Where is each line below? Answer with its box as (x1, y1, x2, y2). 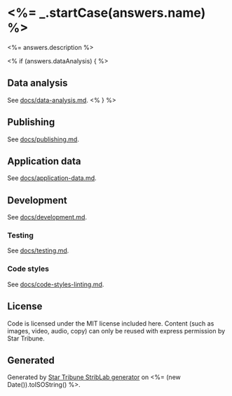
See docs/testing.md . (7, 246, 69, 255)
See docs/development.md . (7, 213, 88, 222)
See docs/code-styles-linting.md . (7, 280, 104, 288)
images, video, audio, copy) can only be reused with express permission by (7, 326, 226, 335)
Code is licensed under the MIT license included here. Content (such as (7, 319, 214, 328)
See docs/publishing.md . (7, 135, 79, 143)
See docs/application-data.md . (7, 174, 97, 182)
